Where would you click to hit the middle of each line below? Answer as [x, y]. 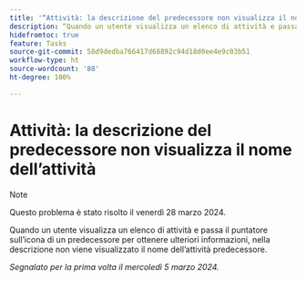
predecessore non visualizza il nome [151, 149]
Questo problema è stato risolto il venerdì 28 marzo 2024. [117, 212]
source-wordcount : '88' [55, 69]
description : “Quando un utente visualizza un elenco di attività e [142, 26]
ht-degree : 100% [40, 78]
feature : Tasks [38, 43]
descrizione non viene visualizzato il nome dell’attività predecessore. [138, 249]
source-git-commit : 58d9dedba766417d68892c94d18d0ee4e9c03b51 [130, 52]
